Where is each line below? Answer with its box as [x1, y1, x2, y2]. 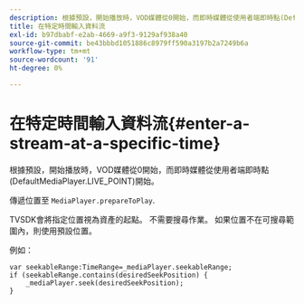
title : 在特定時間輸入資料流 [9, 22, 106, 31]
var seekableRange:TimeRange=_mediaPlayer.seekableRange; [9, 262, 233, 271]
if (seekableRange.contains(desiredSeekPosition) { [9, 271, 208, 280]
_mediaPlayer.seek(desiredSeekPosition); [25, 278, 184, 288]
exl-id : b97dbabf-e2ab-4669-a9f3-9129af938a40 [9, 30, 188, 39]
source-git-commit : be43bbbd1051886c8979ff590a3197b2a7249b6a [9, 38, 249, 48]
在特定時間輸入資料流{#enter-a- [9, 114, 251, 134]
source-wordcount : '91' [9, 55, 100, 64]
